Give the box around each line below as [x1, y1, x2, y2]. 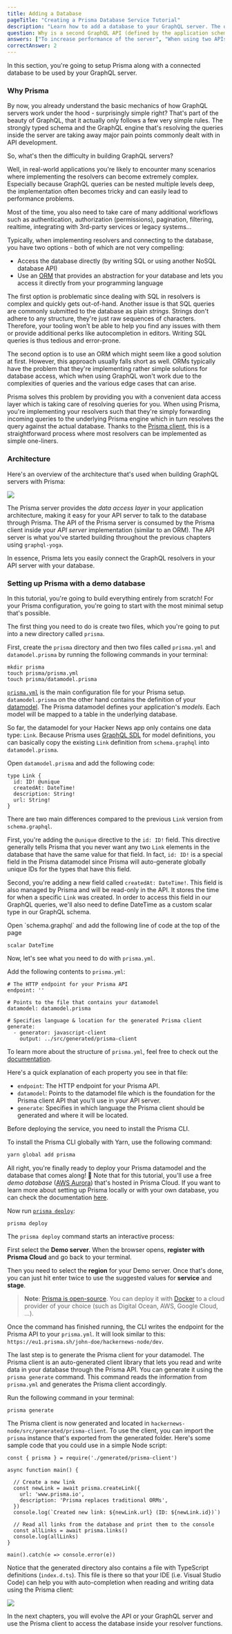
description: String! [13, 790, 76, 797]
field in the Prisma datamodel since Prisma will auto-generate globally [7, 857, 206, 866]
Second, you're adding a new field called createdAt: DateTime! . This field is [7, 878, 223, 887]
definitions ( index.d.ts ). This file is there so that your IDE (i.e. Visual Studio [7, 1570, 222, 1579]
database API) [17, 264, 58, 273]
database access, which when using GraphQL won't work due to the [7, 372, 202, 381]
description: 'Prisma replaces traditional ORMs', [19, 1496, 168, 1504]
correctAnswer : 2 [7, 42, 57, 49]
